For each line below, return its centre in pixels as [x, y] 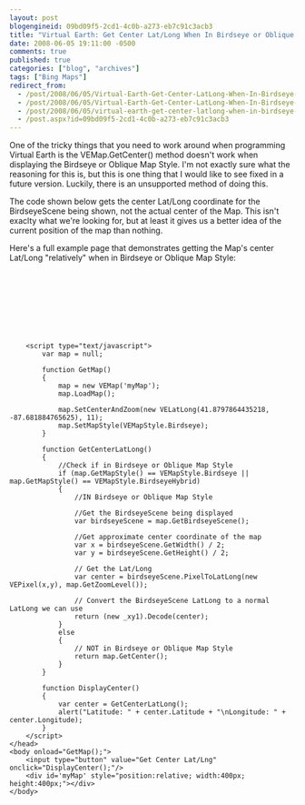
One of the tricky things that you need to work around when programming [148, 146]
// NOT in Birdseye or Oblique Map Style [153, 649]
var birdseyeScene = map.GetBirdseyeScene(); [162, 521]
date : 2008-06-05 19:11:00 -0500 [73, 43]
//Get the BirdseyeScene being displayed [153, 513]
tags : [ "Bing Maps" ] [49, 77]
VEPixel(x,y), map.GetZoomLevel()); [79, 585]
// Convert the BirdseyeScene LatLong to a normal [172, 601]
